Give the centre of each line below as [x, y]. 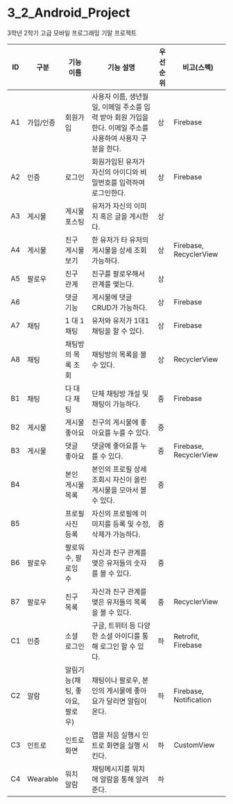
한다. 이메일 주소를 [120, 128]
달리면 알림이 [127, 701]
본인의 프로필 [112, 469]
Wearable [43, 778]
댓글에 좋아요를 [115, 445]
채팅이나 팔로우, [116, 680]
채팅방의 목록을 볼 [119, 354]
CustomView [194, 745]
